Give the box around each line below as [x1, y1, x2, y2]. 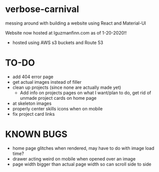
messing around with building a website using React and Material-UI [5, 20, 146, 26]
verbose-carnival [5, 4, 79, 15]
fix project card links [12, 111, 55, 117]
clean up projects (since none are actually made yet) [12, 84, 121, 90]
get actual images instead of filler [12, 79, 82, 85]
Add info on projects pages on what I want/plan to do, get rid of [20, 89, 151, 96]
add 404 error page [12, 74, 54, 80]
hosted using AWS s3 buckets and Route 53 [12, 39, 104, 46]
